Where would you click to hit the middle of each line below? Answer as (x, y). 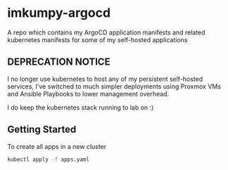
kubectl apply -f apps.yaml (49, 159)
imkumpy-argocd (59, 13)
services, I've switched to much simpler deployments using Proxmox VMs (114, 86)
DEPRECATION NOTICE (59, 62)
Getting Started (42, 130)
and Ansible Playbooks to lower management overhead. (88, 93)
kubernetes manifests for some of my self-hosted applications (97, 39)
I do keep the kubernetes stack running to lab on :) (81, 107)
